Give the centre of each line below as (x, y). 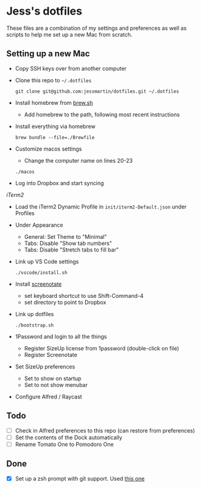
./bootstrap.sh (34, 325)
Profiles (25, 213)
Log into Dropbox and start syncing (59, 183)
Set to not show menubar (56, 384)
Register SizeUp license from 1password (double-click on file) (102, 348)
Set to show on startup (53, 378)
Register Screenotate (51, 355)
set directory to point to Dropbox (65, 302)
